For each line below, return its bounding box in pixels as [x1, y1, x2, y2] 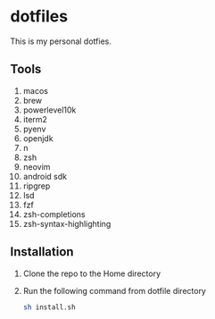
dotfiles [10, 6, 69, 27]
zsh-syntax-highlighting [22, 218, 112, 229]
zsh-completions [22, 208, 86, 220]
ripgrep [22, 180, 51, 191]
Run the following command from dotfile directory [22, 285, 206, 296]
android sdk [22, 171, 68, 181]
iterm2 [22, 113, 48, 124]
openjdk [22, 132, 54, 144]
